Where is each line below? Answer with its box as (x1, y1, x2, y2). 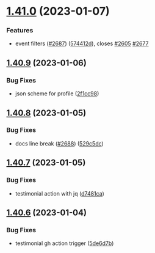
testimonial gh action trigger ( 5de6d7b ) (15, 240, 114, 247)
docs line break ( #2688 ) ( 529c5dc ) (15, 139, 104, 147)
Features (6, 26, 34, 35)
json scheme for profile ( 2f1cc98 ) (15, 90, 99, 97)
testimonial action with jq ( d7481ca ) (15, 189, 105, 197)
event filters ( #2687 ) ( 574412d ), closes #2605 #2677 (15, 40, 149, 47)
